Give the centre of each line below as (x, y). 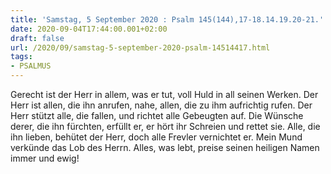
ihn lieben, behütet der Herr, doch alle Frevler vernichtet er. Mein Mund (156, 137)
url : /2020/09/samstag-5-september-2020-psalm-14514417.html (140, 47)
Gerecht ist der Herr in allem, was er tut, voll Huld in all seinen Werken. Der (164, 94)
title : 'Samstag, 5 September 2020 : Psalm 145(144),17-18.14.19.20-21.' (167, 19)
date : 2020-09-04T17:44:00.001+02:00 (89, 29)
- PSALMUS (31, 66)
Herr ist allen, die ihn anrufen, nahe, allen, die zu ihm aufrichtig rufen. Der (161, 105)
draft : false (37, 38)
